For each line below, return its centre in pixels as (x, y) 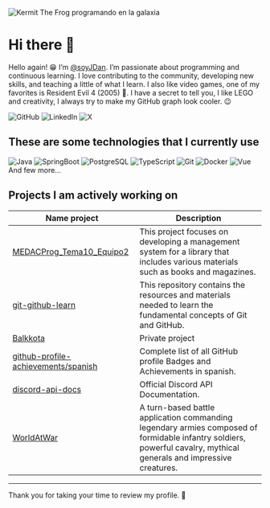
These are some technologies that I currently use (134, 142)
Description (198, 218)
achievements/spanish (55, 366)
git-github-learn (44, 305)
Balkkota (29, 338)
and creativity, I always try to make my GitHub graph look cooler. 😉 (120, 101)
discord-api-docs (47, 389)
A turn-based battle (177, 408)
